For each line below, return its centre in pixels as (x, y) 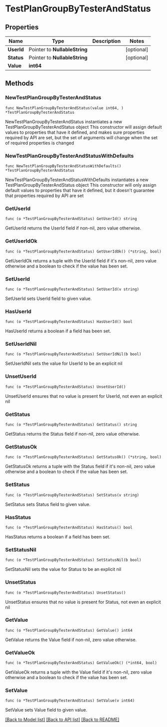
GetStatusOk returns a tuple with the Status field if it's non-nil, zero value (80, 467)
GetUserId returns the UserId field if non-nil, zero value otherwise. (73, 228)
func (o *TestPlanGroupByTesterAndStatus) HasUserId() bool (69, 322)
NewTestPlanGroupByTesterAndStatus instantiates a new (64, 121)
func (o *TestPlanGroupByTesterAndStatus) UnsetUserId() (66, 387)
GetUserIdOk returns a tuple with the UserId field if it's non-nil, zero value (81, 260)
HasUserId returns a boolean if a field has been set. (58, 331)
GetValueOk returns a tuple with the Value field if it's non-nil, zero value (79, 672)
